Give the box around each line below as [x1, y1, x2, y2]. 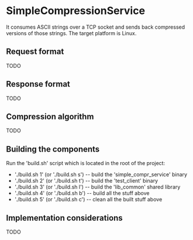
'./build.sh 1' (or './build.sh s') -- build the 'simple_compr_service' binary [14, 171, 188, 178]
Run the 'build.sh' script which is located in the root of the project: [6, 160, 166, 167]
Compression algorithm [6, 111, 94, 121]
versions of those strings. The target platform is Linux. [6, 29, 137, 36]
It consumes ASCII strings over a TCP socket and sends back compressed [6, 23, 185, 30]
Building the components [6, 144, 100, 154]
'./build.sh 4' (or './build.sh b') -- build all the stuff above [14, 190, 150, 197]
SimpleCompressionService [6, 4, 145, 18]
